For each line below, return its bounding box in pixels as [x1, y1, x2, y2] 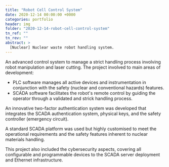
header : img [5, 21, 30, 27]
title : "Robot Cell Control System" [5, 7, 82, 13]
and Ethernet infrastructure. [5, 157, 63, 163]
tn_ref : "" [5, 31, 28, 36]
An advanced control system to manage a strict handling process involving [5, 59, 161, 65]
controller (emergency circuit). [5, 116, 69, 122]
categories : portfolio [5, 17, 53, 22]
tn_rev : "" [5, 36, 28, 41]
